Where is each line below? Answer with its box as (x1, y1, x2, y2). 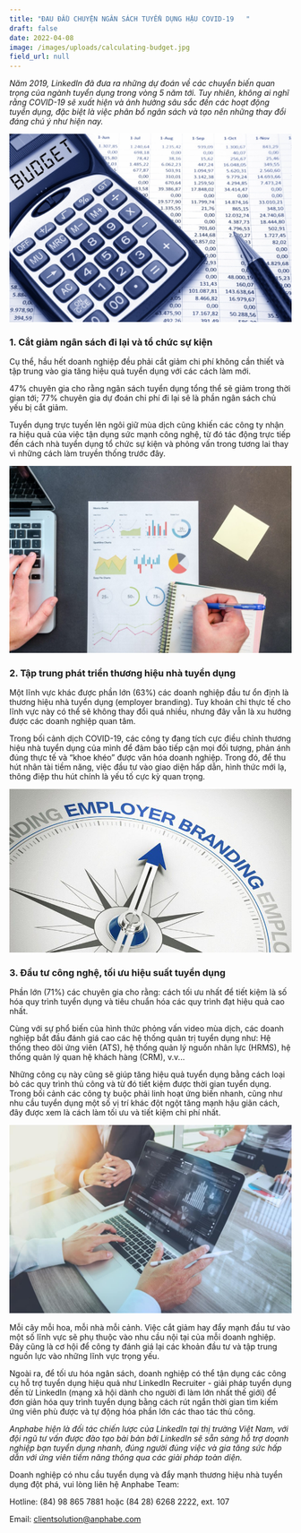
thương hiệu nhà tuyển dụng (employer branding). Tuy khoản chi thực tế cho (9, 697, 291, 708)
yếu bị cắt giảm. (9, 402, 69, 413)
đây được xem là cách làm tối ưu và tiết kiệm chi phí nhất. (9, 1107, 221, 1118)
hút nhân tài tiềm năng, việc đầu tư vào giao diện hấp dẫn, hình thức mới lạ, (9, 762, 287, 772)
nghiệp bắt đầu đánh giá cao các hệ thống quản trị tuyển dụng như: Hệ (9, 1033, 271, 1044)
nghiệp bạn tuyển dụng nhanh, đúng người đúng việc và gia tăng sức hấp (9, 1443, 282, 1453)
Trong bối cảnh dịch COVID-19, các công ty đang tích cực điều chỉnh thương (9, 733, 291, 744)
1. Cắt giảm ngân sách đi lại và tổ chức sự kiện (9, 336, 213, 349)
